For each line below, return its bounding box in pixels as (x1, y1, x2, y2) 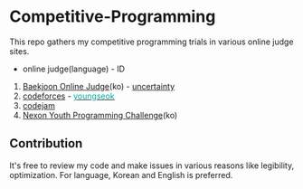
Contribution (9, 136, 83, 151)
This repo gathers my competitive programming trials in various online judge (9, 36, 294, 47)
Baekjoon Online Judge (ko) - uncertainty (22, 80, 175, 91)
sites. (9, 45, 30, 56)
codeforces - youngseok (22, 90, 115, 101)
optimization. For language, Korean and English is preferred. (9, 169, 233, 180)
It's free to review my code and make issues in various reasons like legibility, (9, 160, 295, 171)
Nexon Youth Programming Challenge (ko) (22, 109, 178, 120)
